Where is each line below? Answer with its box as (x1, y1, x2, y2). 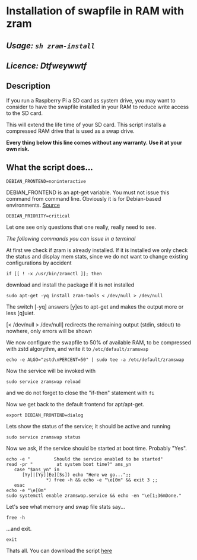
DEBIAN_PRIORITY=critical (6, 213, 70, 219)
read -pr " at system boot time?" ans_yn (6, 461, 132, 467)
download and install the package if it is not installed (6, 281, 135, 288)
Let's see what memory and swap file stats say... (6, 503, 126, 510)
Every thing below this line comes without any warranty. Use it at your (6, 139, 183, 146)
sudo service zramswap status (6, 434, 81, 440)
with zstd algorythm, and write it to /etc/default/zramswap (6, 345, 149, 352)
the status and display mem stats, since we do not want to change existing (6, 253, 189, 260)
